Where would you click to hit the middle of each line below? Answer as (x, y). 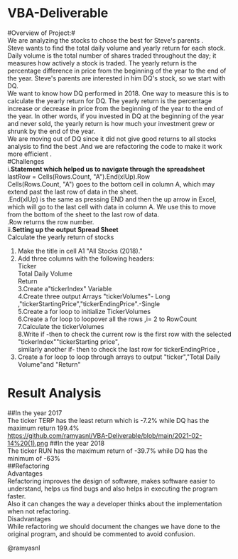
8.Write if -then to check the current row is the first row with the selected (125, 334)
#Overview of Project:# (42, 33)
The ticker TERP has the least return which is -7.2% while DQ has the (108, 420)
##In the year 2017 (35, 413)
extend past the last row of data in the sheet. (73, 192)
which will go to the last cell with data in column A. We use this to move (112, 207)
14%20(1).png (28, 443)
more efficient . (29, 154)
